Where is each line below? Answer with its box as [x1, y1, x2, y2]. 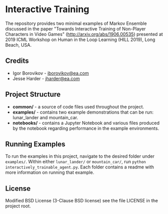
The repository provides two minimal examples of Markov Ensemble [5, 20, 147, 26]
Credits [5, 57, 29, 65]
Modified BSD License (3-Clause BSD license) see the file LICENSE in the [5, 198, 158, 204]
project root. [5, 203, 31, 209]
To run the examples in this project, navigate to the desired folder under [5, 153, 155, 159]
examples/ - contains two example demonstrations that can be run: [12, 109, 154, 115]
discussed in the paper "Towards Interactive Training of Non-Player [5, 25, 146, 31]
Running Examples [5, 139, 66, 148]
